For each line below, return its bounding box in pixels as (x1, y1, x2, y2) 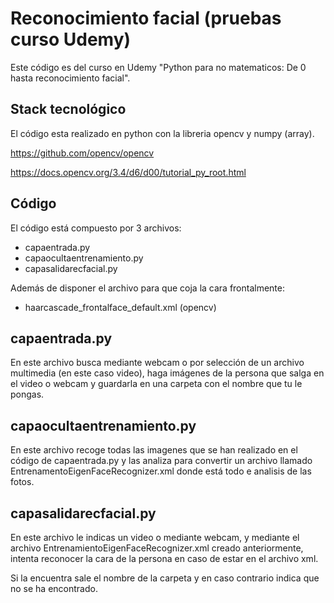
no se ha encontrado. (10, 583, 98, 594)
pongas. (10, 388, 45, 401)
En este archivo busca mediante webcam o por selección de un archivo (10, 357, 305, 369)
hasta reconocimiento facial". (10, 72, 131, 84)
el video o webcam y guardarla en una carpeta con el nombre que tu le (10, 378, 303, 390)
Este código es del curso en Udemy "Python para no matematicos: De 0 (10, 61, 307, 73)
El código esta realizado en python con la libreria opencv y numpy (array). (10, 127, 315, 139)
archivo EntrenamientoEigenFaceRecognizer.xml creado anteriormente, (10, 542, 304, 554)
